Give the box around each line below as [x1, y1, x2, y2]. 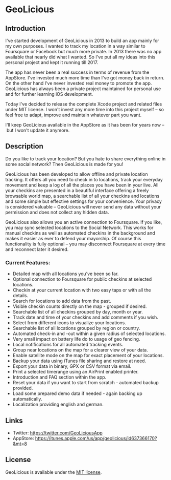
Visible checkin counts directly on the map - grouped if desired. [12, 303, 147, 309]
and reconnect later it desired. [5, 246, 69, 252]
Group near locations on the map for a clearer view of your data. [12, 347, 148, 353]
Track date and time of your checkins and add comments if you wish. [12, 314, 158, 321]
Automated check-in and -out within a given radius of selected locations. [12, 330, 166, 337]
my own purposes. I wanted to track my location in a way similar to [5, 43, 145, 49]
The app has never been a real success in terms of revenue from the [5, 69, 150, 75]
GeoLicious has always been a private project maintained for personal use [5, 86, 161, 92]
